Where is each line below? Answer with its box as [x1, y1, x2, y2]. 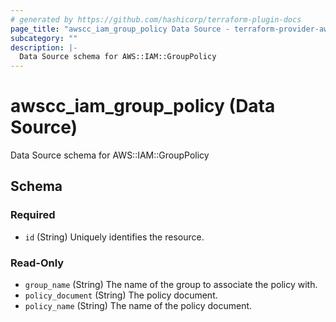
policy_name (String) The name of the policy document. [24, 300, 253, 312]
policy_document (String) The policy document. [24, 289, 218, 301]
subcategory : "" [10, 33, 78, 43]
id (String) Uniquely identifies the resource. [24, 231, 205, 243]
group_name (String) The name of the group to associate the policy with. [24, 279, 318, 291]
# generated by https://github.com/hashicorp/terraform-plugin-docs [10, 14, 302, 25]
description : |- [10, 42, 78, 53]
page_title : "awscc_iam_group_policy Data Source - [10, 24, 230, 34]
